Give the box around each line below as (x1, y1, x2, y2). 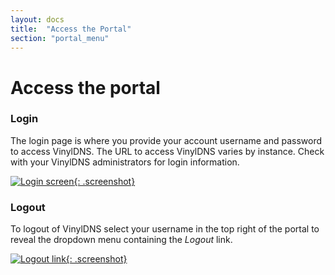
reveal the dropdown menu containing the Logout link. (10, 234, 233, 246)
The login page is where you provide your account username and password (10, 134, 323, 146)
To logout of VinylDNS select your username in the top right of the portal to (10, 223, 320, 235)
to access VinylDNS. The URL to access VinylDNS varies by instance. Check (10, 145, 325, 157)
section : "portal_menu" (10, 33, 110, 43)
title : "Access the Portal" (10, 24, 132, 34)
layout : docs (10, 14, 65, 25)
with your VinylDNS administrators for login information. (10, 156, 240, 168)
